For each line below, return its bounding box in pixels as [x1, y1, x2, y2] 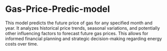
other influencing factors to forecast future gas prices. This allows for [5, 30, 148, 36]
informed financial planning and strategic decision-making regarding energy [5, 36, 162, 42]
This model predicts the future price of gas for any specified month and [5, 20, 152, 26]
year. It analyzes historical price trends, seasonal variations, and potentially [5, 25, 160, 31]
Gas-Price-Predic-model [5, 3, 110, 15]
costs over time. [5, 41, 38, 47]
